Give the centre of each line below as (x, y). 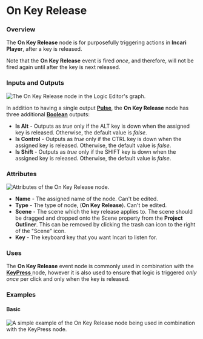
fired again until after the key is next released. (63, 67)
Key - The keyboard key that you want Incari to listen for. (86, 237)
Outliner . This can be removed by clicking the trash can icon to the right (105, 225)
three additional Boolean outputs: (48, 114)
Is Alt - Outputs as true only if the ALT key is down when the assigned (102, 126)
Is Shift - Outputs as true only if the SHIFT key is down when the (95, 151)
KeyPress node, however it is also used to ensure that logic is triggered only (101, 272)
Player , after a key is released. (44, 49)
